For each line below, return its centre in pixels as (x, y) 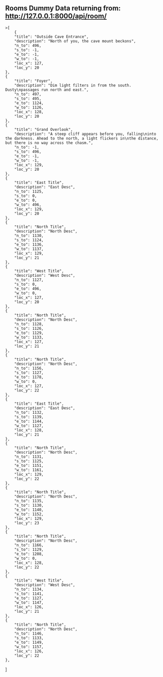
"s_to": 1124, (29, 240)
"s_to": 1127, (29, 373)
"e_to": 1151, (29, 465)
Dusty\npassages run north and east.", (47, 90)
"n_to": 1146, (29, 634)
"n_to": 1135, (29, 501)
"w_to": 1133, (29, 337)
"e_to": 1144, (29, 421)
